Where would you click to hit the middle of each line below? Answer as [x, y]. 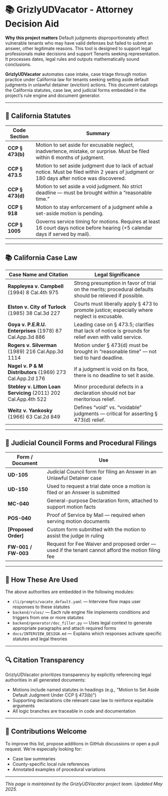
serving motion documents [78, 521]
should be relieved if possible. [109, 295]
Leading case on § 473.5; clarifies [114, 324]
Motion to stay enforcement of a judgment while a [94, 207]
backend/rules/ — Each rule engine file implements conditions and [81, 612]
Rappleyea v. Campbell [36, 286]
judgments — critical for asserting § [116, 413]
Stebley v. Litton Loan [34, 386]
